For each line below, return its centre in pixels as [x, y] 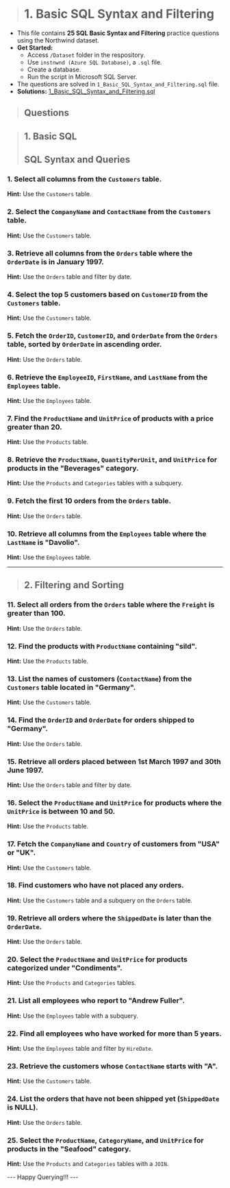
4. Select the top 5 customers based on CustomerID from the [107, 294]
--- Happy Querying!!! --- [43, 1177]
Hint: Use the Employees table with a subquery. [73, 1016]
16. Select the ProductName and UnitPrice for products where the [115, 802]
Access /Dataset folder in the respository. [86, 55]
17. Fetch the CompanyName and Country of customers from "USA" [114, 844]
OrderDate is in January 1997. [55, 261]
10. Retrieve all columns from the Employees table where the [107, 533]
